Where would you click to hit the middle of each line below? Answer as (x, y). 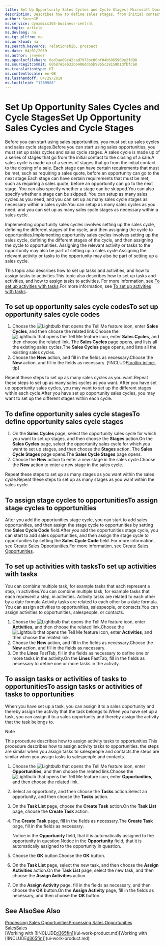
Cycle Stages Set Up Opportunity (73, 117)
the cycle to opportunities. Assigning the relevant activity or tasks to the (78, 245)
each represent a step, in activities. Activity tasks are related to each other (80, 596)
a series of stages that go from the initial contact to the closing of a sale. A (80, 157)
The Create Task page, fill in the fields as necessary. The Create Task (82, 821)
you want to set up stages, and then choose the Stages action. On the (82, 439)
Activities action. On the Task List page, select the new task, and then (83, 870)
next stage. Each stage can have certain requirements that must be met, (77, 178)
